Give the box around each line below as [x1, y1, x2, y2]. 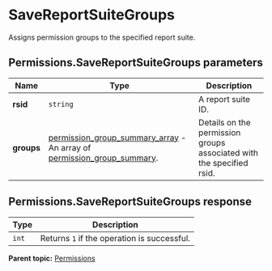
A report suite [198, 93, 251, 104]
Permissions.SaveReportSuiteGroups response [8, 195, 253, 209]
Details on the [198, 116, 251, 128]
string [48, 100, 74, 108]
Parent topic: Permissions [8, 253, 96, 263]
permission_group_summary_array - [48, 132, 187, 143]
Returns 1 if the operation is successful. [40, 232, 191, 243]
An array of [48, 142, 91, 153]
